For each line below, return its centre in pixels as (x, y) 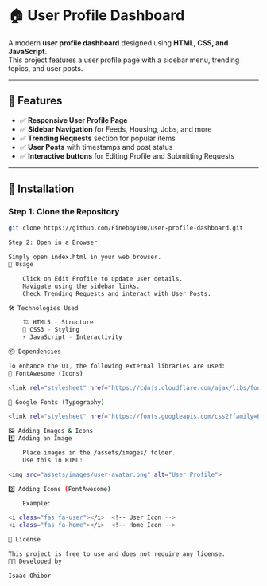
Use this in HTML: (53, 460)
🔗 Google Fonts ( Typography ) (56, 402)
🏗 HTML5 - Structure (58, 322)
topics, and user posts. (46, 68)
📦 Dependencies (35, 352)
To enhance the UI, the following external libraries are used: (117, 366)
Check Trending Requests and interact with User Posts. (117, 293)
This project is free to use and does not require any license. (117, 554)
